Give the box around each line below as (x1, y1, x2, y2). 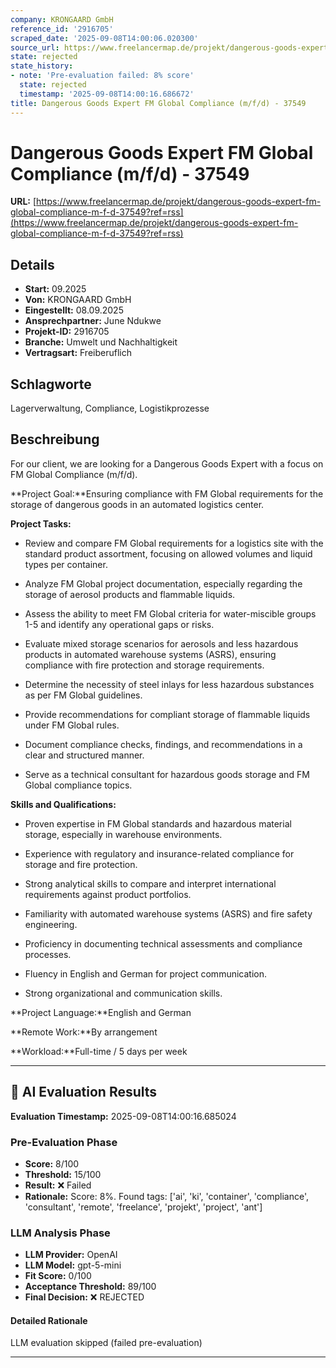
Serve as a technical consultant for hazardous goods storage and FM (24, 768, 310, 780)
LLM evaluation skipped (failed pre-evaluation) (10, 1337, 203, 1349)
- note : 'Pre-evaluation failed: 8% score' (10, 71, 195, 81)
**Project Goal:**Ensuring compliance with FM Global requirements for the (10, 487, 324, 500)
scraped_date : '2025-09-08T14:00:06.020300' (10, 33, 199, 43)
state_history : (10, 61, 74, 71)
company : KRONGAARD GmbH (10, 14, 114, 25)
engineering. (24, 918, 78, 930)
